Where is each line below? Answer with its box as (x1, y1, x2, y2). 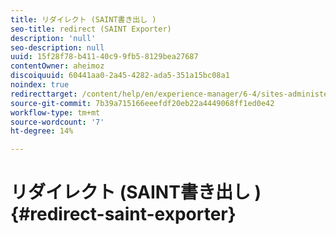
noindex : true (10, 80, 70, 90)
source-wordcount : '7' (10, 117, 105, 127)
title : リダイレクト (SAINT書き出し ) (10, 14, 157, 25)
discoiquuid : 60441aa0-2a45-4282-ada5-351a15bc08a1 (10, 71, 230, 81)
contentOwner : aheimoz (10, 61, 105, 71)
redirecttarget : (10, 89, 78, 99)
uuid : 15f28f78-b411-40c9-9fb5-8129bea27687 (10, 52, 199, 62)
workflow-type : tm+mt (10, 107, 101, 118)
